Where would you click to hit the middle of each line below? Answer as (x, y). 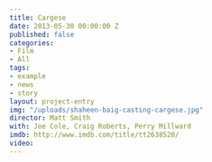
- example (28, 76)
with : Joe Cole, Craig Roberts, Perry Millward (101, 127)
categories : (32, 43)
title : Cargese (38, 18)
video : (22, 143)
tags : (19, 68)
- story (24, 93)
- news (22, 85)
